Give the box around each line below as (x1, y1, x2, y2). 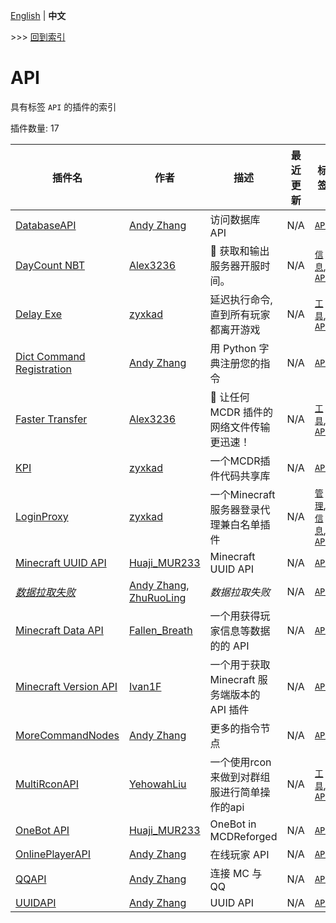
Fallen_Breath (128, 623, 193, 637)
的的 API (209, 639, 250, 653)
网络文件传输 (209, 420, 271, 434)
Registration (15, 362, 72, 376)
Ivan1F (128, 679, 162, 693)
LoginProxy (15, 509, 69, 523)
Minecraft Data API (15, 623, 104, 637)
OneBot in (209, 817, 257, 831)
